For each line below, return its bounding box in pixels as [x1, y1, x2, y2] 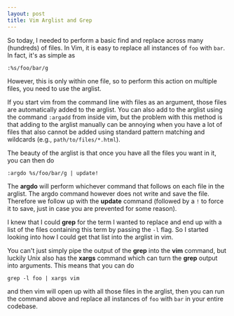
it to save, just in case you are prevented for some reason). [7, 204, 177, 212]
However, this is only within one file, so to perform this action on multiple [7, 76, 217, 85]
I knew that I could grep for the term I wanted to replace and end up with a [7, 218, 222, 226]
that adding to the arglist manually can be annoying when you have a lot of [7, 120, 223, 128]
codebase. [7, 302, 39, 310]
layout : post [7, 10, 46, 18]
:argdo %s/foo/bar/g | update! [7, 170, 99, 177]
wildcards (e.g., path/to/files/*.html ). [7, 135, 121, 144]
